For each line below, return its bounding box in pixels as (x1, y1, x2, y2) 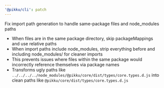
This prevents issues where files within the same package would (11, 56, 143, 62)
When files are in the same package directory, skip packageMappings (11, 35, 153, 41)
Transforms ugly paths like (11, 67, 66, 73)
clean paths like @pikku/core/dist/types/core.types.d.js (11, 77, 129, 83)
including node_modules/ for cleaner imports (11, 51, 103, 57)
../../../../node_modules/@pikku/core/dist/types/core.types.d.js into (11, 72, 160, 78)
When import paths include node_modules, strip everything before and (11, 46, 155, 52)
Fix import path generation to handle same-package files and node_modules (4, 21, 160, 27)
